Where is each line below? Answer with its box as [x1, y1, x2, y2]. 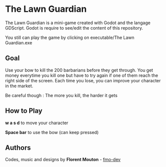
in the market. [5, 83, 34, 89]
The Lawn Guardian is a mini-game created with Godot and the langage [5, 20, 151, 26]
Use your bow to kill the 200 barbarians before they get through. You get [5, 67, 153, 73]
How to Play [5, 107, 43, 115]
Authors [5, 143, 31, 152]
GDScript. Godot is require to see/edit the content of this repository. [5, 25, 143, 31]
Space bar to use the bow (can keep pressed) [5, 129, 99, 135]
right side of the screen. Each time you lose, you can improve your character [5, 77, 161, 83]
